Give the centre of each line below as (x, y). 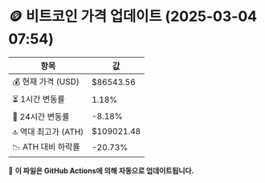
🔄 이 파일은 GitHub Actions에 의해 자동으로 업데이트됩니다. (101, 170)
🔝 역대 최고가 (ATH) (48, 132)
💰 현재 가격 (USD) (46, 81)
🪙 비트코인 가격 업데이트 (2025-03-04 (133, 16)
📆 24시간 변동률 (41, 116)
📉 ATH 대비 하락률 (46, 147)
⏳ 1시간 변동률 (39, 99)
